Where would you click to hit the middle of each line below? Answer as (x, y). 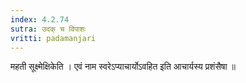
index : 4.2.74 (40, 19)
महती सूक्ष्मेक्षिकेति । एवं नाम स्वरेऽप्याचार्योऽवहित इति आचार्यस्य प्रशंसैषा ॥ (123, 67)
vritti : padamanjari (53, 38)
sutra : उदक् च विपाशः (48, 29)
